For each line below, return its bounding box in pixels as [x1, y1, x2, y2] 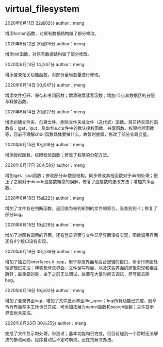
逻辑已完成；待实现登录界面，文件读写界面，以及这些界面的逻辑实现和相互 [9, 265, 158, 271]
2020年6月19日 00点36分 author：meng [5, 248, 86, 254]
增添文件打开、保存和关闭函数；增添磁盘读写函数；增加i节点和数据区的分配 [5, 92, 155, 98]
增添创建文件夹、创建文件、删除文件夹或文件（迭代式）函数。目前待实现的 [5, 119, 154, 125]
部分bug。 [5, 211, 26, 217]
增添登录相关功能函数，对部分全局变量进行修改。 [5, 71, 103, 77]
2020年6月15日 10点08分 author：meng [5, 141, 85, 147]
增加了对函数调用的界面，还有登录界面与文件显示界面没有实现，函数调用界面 [5, 232, 158, 238]
